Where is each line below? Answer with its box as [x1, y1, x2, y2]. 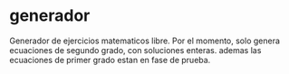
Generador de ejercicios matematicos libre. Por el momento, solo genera [9, 35, 281, 46]
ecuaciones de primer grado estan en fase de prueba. [9, 54, 211, 65]
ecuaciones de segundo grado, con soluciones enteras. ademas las [9, 44, 262, 55]
